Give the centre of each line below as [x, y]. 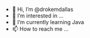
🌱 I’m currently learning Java [48, 22]
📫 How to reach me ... [40, 29]
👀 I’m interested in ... [38, 16]
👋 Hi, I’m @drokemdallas [43, 9]
